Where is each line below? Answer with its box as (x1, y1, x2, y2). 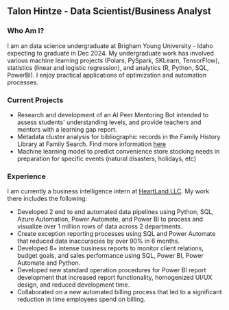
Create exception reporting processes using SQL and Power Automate (16, 230, 216, 238)
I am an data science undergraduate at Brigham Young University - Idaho (7, 41, 214, 50)
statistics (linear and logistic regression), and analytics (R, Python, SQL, (7, 63, 209, 71)
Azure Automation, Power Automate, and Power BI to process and (16, 215, 204, 224)
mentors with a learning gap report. (16, 125, 118, 133)
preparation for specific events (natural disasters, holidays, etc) (16, 154, 197, 163)
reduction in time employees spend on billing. (16, 295, 146, 304)
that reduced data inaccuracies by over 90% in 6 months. (16, 237, 180, 246)
